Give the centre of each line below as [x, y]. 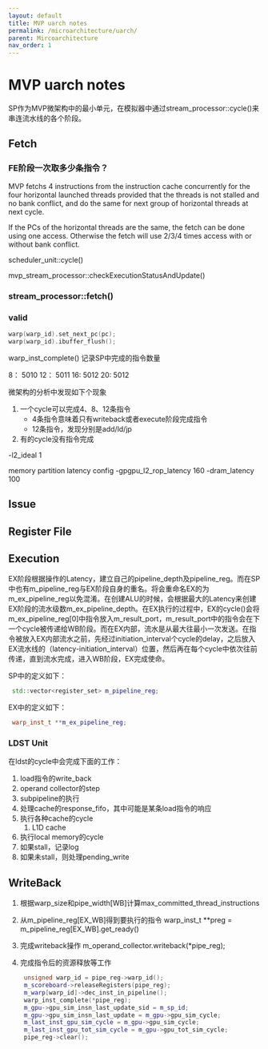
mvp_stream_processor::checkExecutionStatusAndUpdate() [107, 275]
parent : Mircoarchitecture [53, 38]
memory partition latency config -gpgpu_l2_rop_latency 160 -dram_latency [131, 470]
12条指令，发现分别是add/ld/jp [82, 428]
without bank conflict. [44, 244]
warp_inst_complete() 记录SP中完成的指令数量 [84, 358]
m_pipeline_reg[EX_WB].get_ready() [80, 929]
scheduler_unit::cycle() [46, 259]
